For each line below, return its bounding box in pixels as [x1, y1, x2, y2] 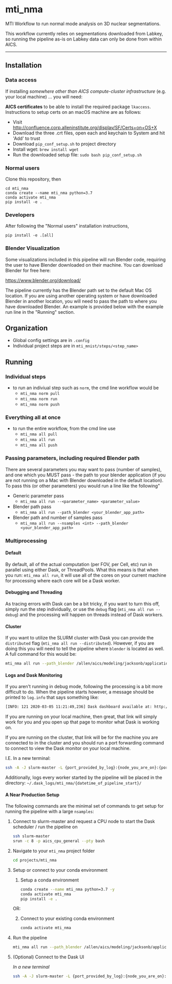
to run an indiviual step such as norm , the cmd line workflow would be [12, 385, 159, 391]
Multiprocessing [5, 537, 47, 544]
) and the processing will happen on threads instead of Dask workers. [16, 611, 164, 617]
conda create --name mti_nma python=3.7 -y [20, 887, 115, 892]
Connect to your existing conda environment [20, 915, 115, 921]
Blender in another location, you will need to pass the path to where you [5, 298, 157, 304]
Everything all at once [5, 414, 61, 421]
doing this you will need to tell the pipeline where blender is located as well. [5, 646, 165, 652]
